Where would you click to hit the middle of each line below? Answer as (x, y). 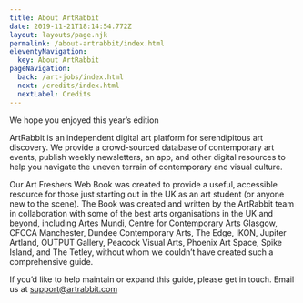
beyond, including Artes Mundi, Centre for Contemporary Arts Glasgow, (143, 223)
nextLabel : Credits (55, 94)
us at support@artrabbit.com (64, 288)
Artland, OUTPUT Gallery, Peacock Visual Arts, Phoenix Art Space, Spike (146, 242)
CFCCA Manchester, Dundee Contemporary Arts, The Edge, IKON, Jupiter (148, 232)
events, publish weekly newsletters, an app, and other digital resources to (148, 157)
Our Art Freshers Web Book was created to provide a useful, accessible (143, 184)
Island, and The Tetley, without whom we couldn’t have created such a (141, 252)
